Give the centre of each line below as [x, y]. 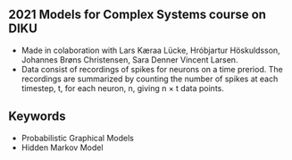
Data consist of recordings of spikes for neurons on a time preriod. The [152, 69]
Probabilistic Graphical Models [78, 138]
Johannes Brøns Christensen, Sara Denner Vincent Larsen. [129, 59]
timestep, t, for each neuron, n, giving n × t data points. [122, 88]
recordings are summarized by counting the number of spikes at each [150, 79]
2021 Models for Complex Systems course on [138, 15]
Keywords [37, 117]
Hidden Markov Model [62, 147]
